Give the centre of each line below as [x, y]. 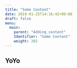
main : [15, 28]
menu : [10, 23]
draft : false [18, 18]
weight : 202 [26, 41]
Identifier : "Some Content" [42, 37]
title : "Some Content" [28, 9]
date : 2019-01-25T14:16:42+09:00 [39, 14]
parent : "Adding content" [40, 32]
